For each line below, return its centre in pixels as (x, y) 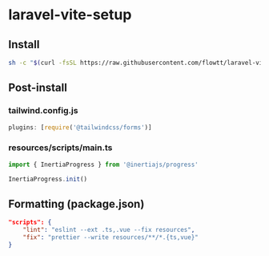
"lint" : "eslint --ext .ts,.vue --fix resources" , (109, 230)
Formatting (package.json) (76, 203)
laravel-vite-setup (70, 15)
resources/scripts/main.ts (60, 148)
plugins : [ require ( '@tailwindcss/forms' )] (80, 127)
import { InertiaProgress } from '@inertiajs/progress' (103, 165)
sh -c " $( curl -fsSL (43, 63)
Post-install (38, 88)
